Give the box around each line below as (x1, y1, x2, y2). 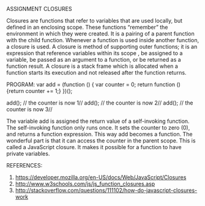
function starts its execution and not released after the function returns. (6, 69, 187, 76)
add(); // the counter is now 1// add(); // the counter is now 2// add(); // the (6, 99, 194, 106)
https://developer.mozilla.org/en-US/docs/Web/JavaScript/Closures (15, 174, 187, 181)
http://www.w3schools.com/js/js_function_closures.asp (15, 180, 155, 187)
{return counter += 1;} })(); (6, 87, 73, 94)
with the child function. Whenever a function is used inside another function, (6, 37, 199, 43)
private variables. (6, 150, 50, 157)
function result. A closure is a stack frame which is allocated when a (6, 62, 179, 70)
